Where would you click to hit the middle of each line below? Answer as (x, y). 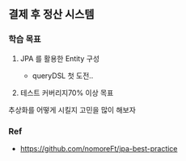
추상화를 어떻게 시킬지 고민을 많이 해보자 (72, 109)
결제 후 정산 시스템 (51, 14)
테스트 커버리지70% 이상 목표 (67, 93)
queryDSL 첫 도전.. (63, 76)
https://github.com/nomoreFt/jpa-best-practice (99, 148)
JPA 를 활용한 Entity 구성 (59, 58)
